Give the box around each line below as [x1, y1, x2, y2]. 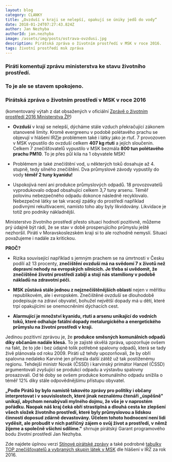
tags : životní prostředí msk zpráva [5, 46, 84, 51]
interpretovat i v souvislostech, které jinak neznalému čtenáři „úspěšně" [5, 393, 163, 399]
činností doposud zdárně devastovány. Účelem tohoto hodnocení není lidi [5, 414, 166, 420]
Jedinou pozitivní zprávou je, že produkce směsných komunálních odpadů [5, 334, 165, 340]
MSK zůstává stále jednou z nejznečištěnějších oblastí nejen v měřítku [12, 287, 166, 293]
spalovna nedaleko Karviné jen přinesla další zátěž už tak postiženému [5, 355, 155, 361]
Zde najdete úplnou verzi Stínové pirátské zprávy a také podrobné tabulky [5, 440, 162, 447]
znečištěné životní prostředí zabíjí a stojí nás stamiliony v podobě [12, 271, 156, 277]
